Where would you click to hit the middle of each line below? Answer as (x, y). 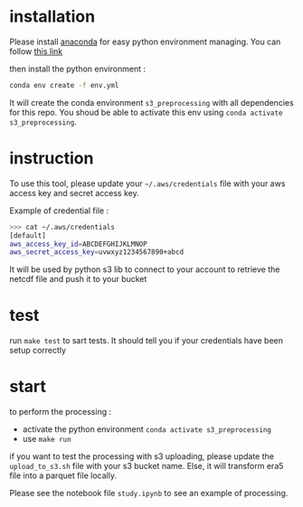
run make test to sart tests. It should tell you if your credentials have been (146, 341)
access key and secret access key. (74, 192)
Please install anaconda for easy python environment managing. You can (145, 42)
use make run (47, 439)
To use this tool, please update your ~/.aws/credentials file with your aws (147, 183)
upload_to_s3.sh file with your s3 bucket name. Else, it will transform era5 (147, 466)
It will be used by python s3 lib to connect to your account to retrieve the (145, 269)
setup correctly (38, 351)
